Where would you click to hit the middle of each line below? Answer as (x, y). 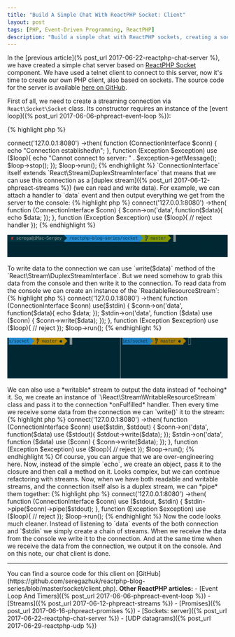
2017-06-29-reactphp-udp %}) (52, 625)
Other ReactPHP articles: (156, 588)
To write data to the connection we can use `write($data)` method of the (111, 268)
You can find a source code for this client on (71, 573)
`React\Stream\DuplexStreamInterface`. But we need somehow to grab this (115, 275)
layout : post (26, 22)
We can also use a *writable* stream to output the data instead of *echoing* (117, 390)
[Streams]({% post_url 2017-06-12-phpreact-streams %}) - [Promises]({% (114, 603)
